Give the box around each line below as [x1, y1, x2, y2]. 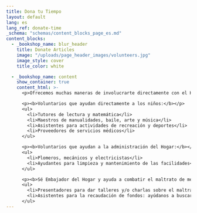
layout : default [6, 14, 46, 20]
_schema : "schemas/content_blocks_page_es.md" [6, 31, 122, 36]
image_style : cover [16, 58, 64, 63]
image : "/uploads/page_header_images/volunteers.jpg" [16, 52, 151, 58]
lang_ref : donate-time [6, 25, 62, 31]
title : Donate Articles [16, 47, 75, 53]
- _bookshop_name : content [11, 74, 77, 80]
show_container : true [16, 79, 69, 85]
